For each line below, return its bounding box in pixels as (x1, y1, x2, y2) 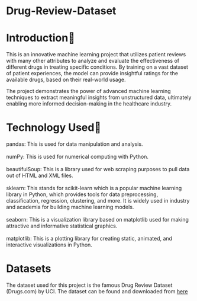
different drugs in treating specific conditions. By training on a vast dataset (6, 63, 188, 71)
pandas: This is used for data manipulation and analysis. (6, 140, 143, 148)
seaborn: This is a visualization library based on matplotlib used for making (6, 216, 189, 223)
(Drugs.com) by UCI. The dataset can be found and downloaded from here (6, 288, 188, 294)
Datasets (6, 262, 51, 276)
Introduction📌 (6, 31, 75, 45)
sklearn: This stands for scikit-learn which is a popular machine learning (6, 185, 182, 192)
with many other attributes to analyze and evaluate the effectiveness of (6, 57, 179, 65)
